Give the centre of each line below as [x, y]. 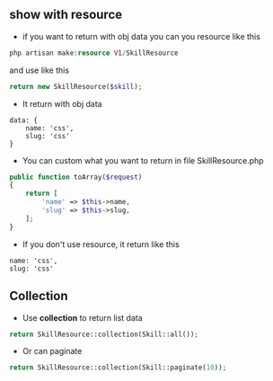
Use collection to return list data [83, 317]
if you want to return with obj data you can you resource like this [141, 36]
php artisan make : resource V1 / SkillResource [94, 53]
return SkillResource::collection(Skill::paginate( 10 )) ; [118, 368]
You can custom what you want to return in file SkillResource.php [143, 160]
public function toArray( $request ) [76, 177]
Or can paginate [52, 351]
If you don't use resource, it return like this [101, 244]
